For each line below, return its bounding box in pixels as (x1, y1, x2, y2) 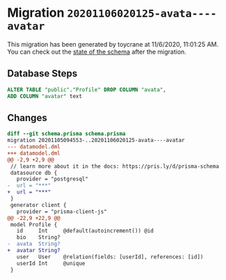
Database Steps (7, 68, 78, 79)
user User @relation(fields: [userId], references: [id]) (16, 253, 204, 260)
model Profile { (10, 221, 58, 228)
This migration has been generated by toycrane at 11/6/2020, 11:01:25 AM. (7, 40, 219, 48)
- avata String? (7, 240, 60, 248)
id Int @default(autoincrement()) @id (16, 228, 154, 235)
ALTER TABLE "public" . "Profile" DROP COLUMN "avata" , (7, 86, 167, 93)
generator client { (10, 201, 67, 208)
